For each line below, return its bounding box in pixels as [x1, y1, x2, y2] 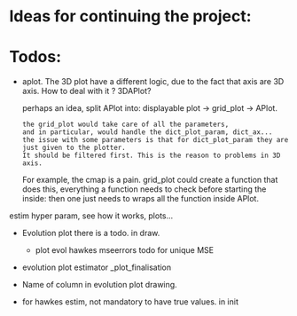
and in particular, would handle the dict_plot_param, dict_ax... [21, 128, 273, 137]
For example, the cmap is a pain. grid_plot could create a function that [21, 175, 278, 186]
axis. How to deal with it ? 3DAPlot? [21, 86, 152, 97]
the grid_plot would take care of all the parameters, [21, 120, 230, 130]
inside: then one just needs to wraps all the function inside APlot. [21, 194, 260, 204]
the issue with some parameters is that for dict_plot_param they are [21, 136, 289, 145]
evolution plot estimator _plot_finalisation [21, 262, 172, 273]
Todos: [9, 47, 62, 67]
